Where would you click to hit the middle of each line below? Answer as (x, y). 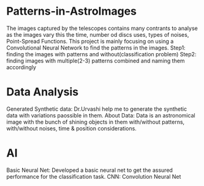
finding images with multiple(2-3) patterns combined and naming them (96, 61)
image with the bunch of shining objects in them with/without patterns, (96, 122)
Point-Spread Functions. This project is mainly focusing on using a (90, 41)
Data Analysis (43, 92)
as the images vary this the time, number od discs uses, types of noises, (98, 34)
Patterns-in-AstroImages (71, 11)
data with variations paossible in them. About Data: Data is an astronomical (101, 115)
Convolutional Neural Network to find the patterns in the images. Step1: (96, 48)
